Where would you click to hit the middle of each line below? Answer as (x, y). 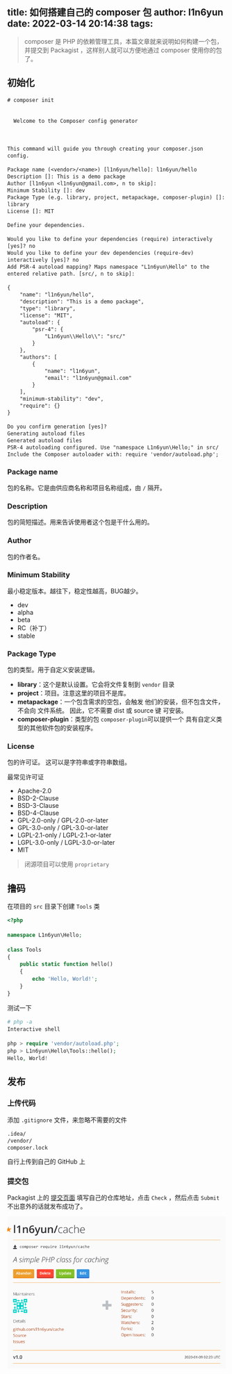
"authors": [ (39, 357)
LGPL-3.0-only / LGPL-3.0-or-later (66, 843)
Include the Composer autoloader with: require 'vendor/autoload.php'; (113, 454)
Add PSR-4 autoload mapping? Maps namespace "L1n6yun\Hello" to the (108, 267)
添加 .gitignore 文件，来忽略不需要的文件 (67, 1120)
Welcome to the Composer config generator (76, 121)
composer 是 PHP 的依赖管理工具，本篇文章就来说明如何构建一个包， (124, 41)
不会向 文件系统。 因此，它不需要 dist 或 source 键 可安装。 (102, 711)
